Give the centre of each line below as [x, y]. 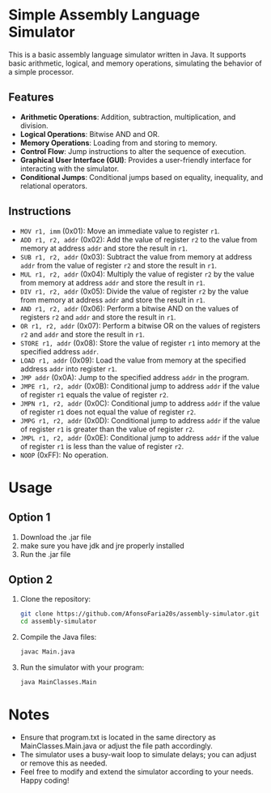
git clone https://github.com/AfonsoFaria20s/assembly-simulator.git [140, 614]
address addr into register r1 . [68, 369]
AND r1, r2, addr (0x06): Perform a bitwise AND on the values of [129, 308]
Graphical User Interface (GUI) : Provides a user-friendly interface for [136, 160]
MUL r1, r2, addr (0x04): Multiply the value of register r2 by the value [137, 274]
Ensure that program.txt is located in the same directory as [118, 737]
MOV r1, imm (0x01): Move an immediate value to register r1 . [120, 231]
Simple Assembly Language [104, 15]
